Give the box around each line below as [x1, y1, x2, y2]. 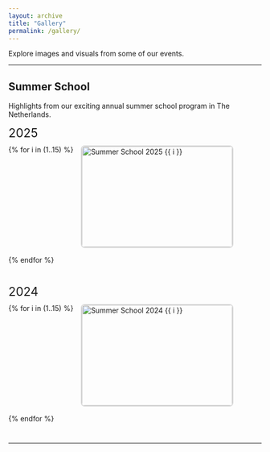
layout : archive [8, 11, 63, 20]
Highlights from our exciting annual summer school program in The [8, 102, 231, 111]
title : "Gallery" [8, 19, 67, 27]
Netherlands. [8, 110, 51, 119]
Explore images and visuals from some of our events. [8, 49, 185, 59]
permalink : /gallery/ [8, 27, 81, 35]
